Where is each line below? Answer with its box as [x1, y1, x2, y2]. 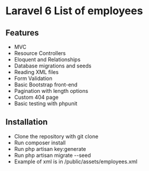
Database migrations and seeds [14, 62, 92, 69]
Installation [5, 117, 48, 127]
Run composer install [14, 139, 66, 146]
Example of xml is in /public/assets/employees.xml [14, 158, 138, 165]
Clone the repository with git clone [14, 133, 99, 140]
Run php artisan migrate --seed [14, 151, 91, 159]
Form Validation [14, 75, 53, 82]
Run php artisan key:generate [14, 145, 86, 152]
